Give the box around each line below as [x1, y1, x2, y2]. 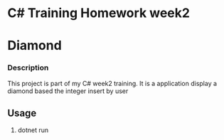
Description [7, 63, 49, 72]
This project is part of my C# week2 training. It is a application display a [7, 79, 218, 87]
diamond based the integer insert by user [7, 87, 129, 95]
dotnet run [17, 126, 49, 134]
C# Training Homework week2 [7, 5, 191, 21]
